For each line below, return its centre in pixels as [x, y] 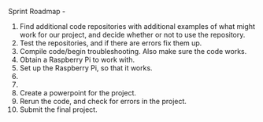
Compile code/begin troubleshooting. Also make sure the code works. [133, 51]
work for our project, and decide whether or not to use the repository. [132, 35]
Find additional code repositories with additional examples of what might [137, 26]
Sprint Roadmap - [37, 11]
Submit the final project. [58, 109]
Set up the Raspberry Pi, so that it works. [86, 68]
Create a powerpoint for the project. [78, 93]
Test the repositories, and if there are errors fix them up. [111, 43]
